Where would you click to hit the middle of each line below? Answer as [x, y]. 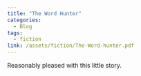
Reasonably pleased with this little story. [65, 65]
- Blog [23, 26]
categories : [24, 20]
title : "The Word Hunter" [44, 13]
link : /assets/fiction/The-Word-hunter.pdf [71, 46]
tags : [15, 33]
